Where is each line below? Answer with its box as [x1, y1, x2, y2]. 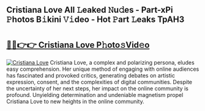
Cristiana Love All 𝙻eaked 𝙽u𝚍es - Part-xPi [6, 5, 173, 15]
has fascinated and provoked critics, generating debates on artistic [6, 72, 176, 79]
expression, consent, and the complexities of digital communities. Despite [6, 79, 193, 85]
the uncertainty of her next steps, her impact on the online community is [6, 85, 188, 92]
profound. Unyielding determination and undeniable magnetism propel [6, 91, 184, 98]
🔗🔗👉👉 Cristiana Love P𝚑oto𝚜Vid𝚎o [6, 40, 150, 50]
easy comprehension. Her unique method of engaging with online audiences [6, 65, 199, 73]
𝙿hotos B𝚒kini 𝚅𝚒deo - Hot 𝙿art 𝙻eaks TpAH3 [6, 15, 185, 25]
